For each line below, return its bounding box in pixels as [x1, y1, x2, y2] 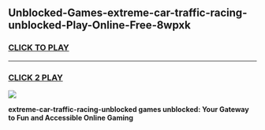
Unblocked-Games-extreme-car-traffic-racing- [8, 6, 248, 20]
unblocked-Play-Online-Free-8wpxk [8, 19, 191, 32]
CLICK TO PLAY [8, 43, 69, 54]
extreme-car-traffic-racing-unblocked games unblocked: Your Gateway [8, 104, 250, 113]
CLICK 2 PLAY [8, 72, 63, 83]
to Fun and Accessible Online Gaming [8, 113, 134, 122]
